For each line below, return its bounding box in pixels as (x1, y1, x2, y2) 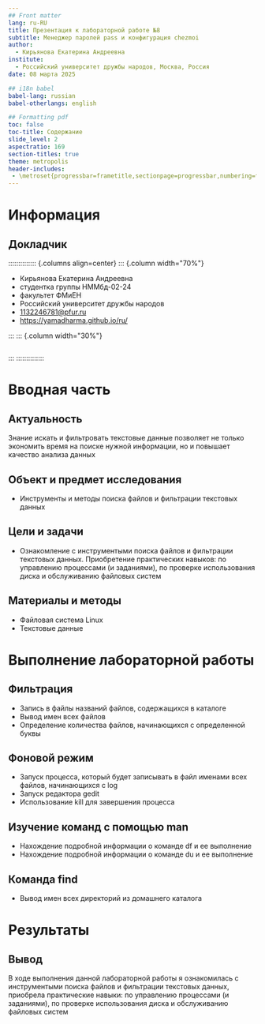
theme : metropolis (8, 157, 69, 166)
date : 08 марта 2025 (8, 70, 77, 78)
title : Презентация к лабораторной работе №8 (8, 26, 160, 34)
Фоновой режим (8, 751, 94, 764)
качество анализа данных (8, 450, 96, 459)
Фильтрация (8, 682, 73, 696)
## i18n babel (8, 84, 55, 92)
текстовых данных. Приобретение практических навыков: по (19, 554, 227, 564)
